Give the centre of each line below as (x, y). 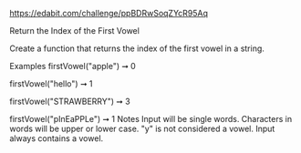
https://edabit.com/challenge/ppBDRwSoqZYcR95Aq (109, 13)
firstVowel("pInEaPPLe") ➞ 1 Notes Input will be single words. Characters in (151, 119)
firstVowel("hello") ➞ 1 (51, 84)
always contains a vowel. (57, 138)
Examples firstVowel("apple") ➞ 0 (73, 66)
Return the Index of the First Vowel (74, 31)
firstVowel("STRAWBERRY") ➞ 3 (70, 101)
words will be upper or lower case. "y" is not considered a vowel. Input (142, 128)
